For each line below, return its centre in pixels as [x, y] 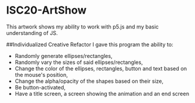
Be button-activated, [40, 87]
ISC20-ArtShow [47, 10]
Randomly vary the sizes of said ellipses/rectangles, [79, 62]
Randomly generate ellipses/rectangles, [64, 56]
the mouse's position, [41, 75]
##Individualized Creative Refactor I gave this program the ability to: [90, 44]
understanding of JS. [32, 33]
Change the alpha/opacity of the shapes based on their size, [89, 81]
